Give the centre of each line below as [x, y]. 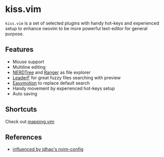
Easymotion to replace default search [51, 83]
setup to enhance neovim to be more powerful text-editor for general [76, 28]
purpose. [15, 34]
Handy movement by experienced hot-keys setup [64, 88]
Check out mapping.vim [30, 121]
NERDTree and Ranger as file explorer [52, 72]
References [24, 137]
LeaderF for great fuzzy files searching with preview [66, 77]
